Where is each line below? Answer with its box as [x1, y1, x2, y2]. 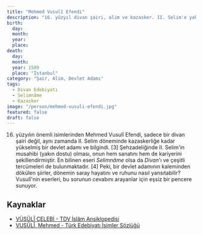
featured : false [7, 109, 47, 115]
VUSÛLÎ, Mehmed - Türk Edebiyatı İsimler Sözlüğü [15, 222, 140, 229]
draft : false [7, 115, 40, 120]
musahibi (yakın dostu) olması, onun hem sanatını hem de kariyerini [15, 150, 182, 158]
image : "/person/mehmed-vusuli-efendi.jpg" [7, 103, 117, 110]
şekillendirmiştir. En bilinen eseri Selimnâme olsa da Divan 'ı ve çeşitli [15, 156, 185, 164]
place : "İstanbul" [12, 70, 59, 76]
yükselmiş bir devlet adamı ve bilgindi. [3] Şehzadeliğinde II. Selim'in [15, 144, 185, 151]
